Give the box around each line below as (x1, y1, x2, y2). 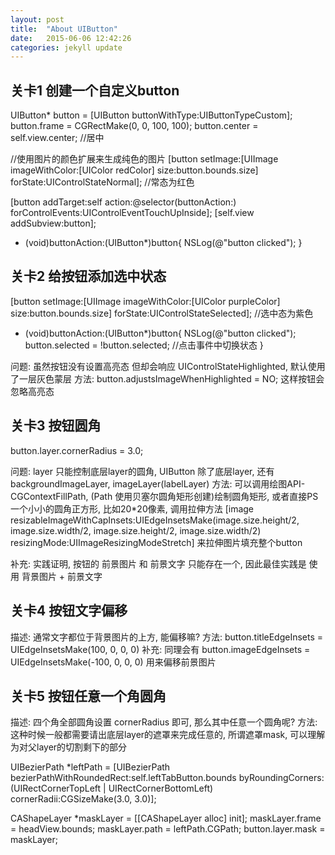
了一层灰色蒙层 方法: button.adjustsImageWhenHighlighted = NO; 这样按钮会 (10, 372, 325, 385)
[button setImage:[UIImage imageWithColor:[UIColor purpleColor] (10, 295, 281, 307)
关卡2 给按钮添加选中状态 (10, 268, 167, 285)
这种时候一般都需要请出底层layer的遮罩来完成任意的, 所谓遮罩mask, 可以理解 (10, 729, 326, 741)
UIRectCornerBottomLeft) (108, 782, 214, 795)
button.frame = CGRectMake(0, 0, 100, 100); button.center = (10, 120, 259, 132)
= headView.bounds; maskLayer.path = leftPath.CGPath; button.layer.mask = (10, 823, 326, 835)
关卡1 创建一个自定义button (10, 82, 180, 99)
